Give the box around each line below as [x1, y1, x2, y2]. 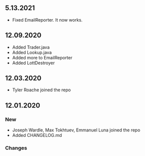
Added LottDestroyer [12, 60, 55, 66]
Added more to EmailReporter [12, 54, 73, 60]
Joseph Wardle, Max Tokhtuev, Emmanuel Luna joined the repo [12, 127, 141, 133]
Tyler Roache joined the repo [12, 87, 71, 93]
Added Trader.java [12, 44, 50, 50]
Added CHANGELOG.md [12, 132, 62, 138]
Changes [5, 145, 28, 152]
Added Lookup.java [12, 49, 52, 55]
